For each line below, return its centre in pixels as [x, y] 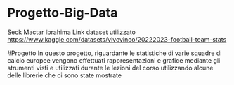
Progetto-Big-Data [63, 13]
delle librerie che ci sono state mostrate [64, 75]
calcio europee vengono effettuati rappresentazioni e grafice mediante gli [114, 60]
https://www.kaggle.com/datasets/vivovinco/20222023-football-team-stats [117, 39]
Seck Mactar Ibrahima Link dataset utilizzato [71, 32]
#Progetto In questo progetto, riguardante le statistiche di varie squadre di [115, 53]
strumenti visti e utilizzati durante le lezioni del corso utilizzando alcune [110, 68]
